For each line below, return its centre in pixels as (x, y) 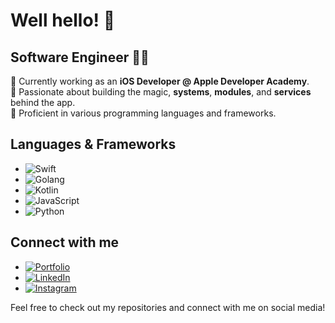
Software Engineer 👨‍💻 (80, 57)
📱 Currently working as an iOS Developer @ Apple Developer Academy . (160, 81)
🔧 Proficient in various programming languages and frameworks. (143, 113)
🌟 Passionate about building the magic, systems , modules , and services (161, 92)
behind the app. (43, 102)
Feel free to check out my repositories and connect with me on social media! (168, 307)
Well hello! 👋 (63, 20)
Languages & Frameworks (93, 144)
